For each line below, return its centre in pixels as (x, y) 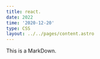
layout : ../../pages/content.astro (50, 34)
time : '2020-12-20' (30, 23)
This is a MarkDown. (31, 51)
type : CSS (18, 28)
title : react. (24, 12)
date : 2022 (20, 17)
